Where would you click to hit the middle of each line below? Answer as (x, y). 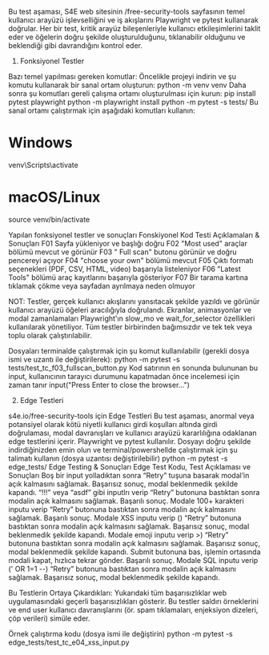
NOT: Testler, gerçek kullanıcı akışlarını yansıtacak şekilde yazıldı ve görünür (134, 301)
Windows (40, 143)
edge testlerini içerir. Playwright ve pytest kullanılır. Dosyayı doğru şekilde (130, 441)
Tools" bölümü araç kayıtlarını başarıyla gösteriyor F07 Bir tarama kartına (128, 277)
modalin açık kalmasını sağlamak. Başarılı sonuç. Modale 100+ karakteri (126, 501)
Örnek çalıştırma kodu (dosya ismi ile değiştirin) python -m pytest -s (121, 633)
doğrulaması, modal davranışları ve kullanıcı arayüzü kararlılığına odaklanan (133, 433)
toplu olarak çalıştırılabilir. (50, 335)
